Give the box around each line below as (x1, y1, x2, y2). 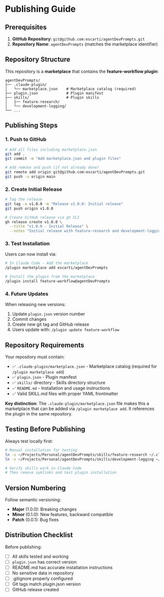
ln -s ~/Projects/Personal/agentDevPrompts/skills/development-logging (5, 457, 154, 462)
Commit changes (12, 316, 47, 322)
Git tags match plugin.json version (12, 581, 81, 587)
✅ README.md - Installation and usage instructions (12, 385, 110, 391)
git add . (5, 152, 25, 156)
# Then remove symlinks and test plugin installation (5, 470, 117, 475)
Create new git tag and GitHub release (12, 321, 89, 327)
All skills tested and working (12, 553, 69, 559)
